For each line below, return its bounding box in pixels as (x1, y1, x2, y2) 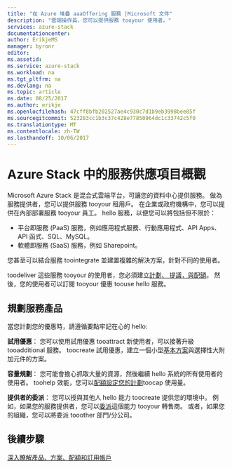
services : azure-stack (7, 23, 74, 30)
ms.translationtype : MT (7, 121, 77, 128)
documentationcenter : (7, 29, 71, 37)
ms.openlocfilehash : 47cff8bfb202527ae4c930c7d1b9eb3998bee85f (7, 108, 196, 115)
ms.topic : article (7, 88, 61, 95)
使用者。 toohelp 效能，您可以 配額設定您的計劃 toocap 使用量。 (7, 378, 190, 387)
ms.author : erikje (7, 102, 61, 109)
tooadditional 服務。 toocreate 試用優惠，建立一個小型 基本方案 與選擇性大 (7, 346, 219, 354)
